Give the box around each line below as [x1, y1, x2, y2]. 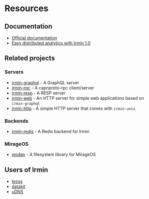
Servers [4, 69, 24, 76]
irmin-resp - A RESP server [11, 90, 66, 96]
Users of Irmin [4, 166, 48, 174]
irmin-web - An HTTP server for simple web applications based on [11, 95, 144, 101]
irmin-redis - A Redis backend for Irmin [11, 128, 90, 134]
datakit [11, 184, 26, 189]
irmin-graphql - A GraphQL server [11, 79, 79, 85]
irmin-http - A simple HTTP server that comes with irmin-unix [11, 105, 136, 111]
